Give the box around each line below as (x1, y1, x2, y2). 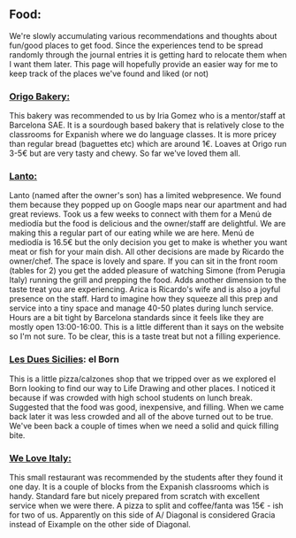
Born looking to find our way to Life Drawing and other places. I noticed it (9, 382, 276, 393)
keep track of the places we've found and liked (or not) (9, 68, 209, 79)
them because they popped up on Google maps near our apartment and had (9, 199, 287, 211)
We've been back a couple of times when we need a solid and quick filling (9, 420, 279, 431)
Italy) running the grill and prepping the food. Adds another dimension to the (9, 274, 287, 286)
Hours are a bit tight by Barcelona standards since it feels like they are (9, 312, 264, 323)
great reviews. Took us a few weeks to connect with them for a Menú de (9, 209, 272, 219)
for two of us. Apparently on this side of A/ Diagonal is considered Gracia (9, 510, 276, 520)
